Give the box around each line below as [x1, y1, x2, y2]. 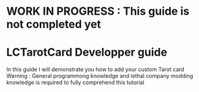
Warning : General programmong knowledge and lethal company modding [6, 72, 193, 80]
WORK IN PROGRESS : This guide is [6, 4, 190, 18]
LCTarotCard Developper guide [6, 45, 167, 59]
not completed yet [6, 17, 101, 31]
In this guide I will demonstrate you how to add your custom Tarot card [6, 66, 185, 73]
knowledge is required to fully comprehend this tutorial [6, 79, 145, 86]
